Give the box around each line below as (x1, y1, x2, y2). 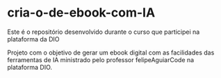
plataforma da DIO (7, 35, 60, 43)
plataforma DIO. (7, 63, 53, 71)
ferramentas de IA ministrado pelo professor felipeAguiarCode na (7, 55, 195, 64)
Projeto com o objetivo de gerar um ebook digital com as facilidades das (7, 48, 215, 57)
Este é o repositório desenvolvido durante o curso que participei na (7, 28, 200, 36)
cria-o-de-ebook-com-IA (7, 5, 156, 21)
